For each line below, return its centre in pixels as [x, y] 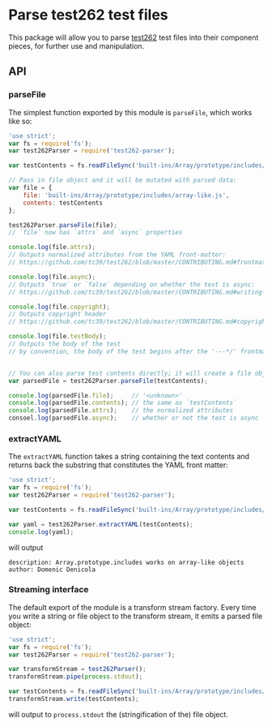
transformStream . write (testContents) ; [74, 699]
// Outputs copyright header [57, 314]
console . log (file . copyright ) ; [59, 307]
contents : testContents [63, 203]
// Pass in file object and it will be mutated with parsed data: [123, 180]
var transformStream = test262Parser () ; [78, 669]
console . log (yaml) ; [41, 532]
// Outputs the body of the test [65, 344]
